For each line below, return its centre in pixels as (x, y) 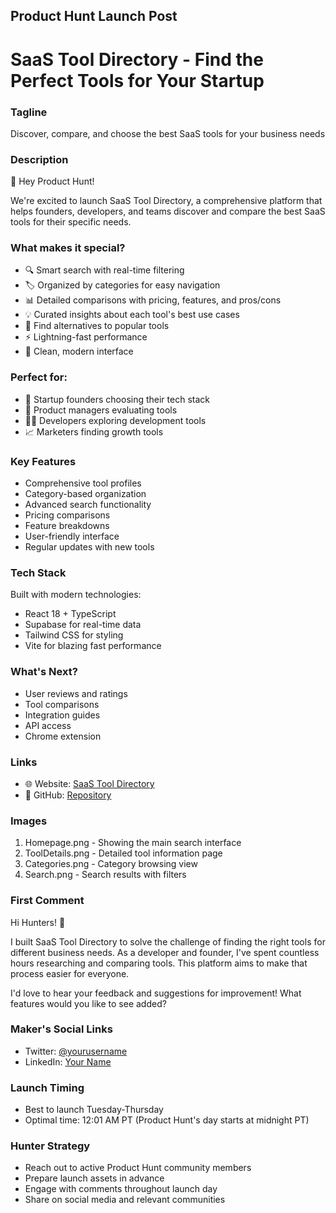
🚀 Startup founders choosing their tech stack (117, 399)
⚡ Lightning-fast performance (86, 337)
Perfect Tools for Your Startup (137, 80)
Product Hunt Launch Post (94, 16)
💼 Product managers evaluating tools (101, 410)
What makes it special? (68, 248)
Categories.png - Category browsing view (111, 864)
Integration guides (62, 715)
